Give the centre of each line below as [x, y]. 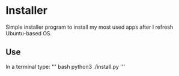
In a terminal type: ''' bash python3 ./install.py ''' [65, 66]
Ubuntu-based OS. [29, 33]
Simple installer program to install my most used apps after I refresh [89, 27]
